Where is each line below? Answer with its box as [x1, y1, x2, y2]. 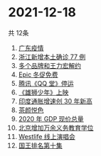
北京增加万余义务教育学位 [18, 123, 94, 132]
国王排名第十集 [18, 141, 63, 150]
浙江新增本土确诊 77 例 [18, 52, 86, 61]
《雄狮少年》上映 [18, 88, 69, 96]
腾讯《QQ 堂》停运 [18, 79, 74, 87]
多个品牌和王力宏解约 [18, 61, 81, 69]
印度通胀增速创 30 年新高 [18, 96, 93, 105]
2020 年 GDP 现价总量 [18, 114, 84, 123]
